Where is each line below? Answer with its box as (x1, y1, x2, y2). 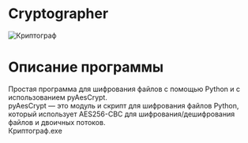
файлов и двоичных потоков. (8, 117, 106, 126)
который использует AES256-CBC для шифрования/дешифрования (8, 109, 235, 119)
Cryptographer (8, 5, 109, 23)
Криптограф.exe (8, 126, 63, 135)
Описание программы (8, 58, 164, 76)
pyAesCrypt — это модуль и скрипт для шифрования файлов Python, (8, 101, 239, 110)
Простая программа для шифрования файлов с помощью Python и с (8, 84, 241, 93)
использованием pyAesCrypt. (8, 92, 108, 102)
